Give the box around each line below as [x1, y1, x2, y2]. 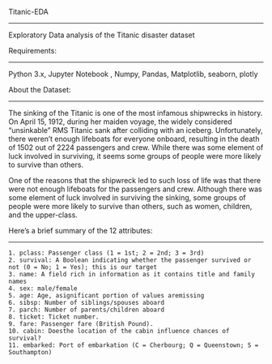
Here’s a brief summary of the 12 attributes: [8, 226, 153, 235]
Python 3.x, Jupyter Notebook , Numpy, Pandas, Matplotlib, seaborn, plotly [8, 69, 258, 79]
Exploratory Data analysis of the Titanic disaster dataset [8, 30, 196, 40]
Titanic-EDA [8, 7, 49, 16]
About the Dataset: [8, 85, 71, 94]
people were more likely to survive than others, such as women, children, [8, 202, 253, 211]
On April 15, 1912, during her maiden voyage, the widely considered [8, 117, 232, 126]
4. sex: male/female [8, 285, 79, 293]
